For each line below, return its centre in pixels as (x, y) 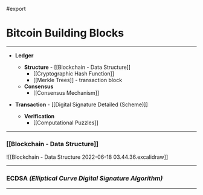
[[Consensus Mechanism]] (66, 92)
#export (16, 9)
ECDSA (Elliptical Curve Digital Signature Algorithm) (85, 179)
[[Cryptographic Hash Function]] (74, 73)
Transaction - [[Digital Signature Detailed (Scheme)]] (81, 104)
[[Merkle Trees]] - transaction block (78, 80)
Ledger (24, 55)
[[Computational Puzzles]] (66, 123)
